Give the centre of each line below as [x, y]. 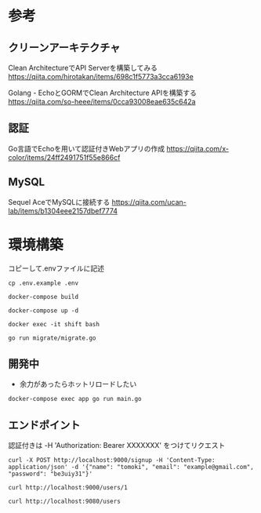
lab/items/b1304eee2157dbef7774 [63, 211]
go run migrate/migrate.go [52, 338]
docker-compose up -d [43, 311]
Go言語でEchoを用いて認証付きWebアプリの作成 [87, 148]
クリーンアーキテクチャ [64, 47]
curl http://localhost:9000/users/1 [68, 488]
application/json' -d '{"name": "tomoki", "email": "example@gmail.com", [131, 468]
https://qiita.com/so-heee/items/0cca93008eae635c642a [102, 102]
